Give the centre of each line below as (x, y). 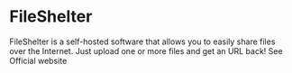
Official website (38, 60)
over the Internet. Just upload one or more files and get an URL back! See (146, 50)
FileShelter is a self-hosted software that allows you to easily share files (142, 41)
